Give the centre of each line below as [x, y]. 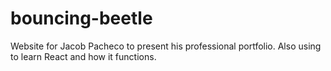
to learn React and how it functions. [83, 56]
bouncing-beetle [81, 18]
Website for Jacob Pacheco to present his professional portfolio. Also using [166, 46]
